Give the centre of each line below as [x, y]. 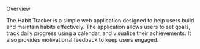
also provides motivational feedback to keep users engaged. [83, 40]
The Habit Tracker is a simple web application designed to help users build [100, 20]
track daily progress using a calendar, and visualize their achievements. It [99, 33]
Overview [18, 9]
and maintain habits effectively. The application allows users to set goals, [98, 27]
